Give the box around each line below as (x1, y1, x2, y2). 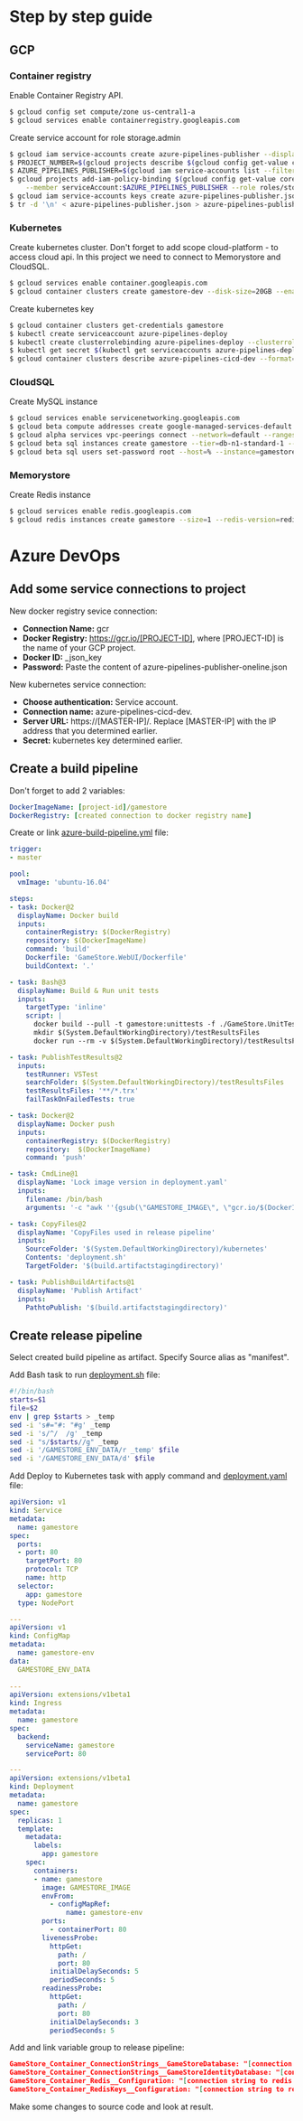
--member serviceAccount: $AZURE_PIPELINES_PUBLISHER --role (25, 183, 256, 192)
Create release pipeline (9, 1328, 142, 1343)
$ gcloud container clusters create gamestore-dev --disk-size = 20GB (9, 286, 272, 296)
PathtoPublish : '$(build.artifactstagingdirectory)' (25, 1303, 228, 1312)
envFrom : (41, 1891, 75, 1900)
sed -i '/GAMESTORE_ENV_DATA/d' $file (9, 1454, 155, 1463)
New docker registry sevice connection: (9, 605, 158, 616)
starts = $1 (9, 1395, 47, 1404)
